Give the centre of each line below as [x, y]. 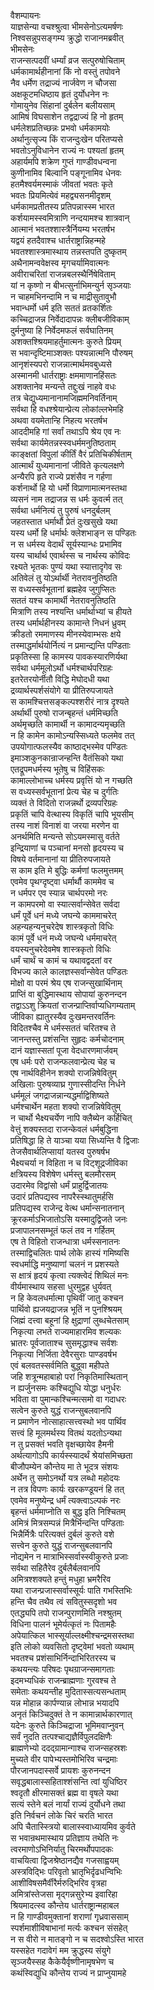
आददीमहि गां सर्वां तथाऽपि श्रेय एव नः [66, 431]
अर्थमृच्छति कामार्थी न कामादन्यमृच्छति [68, 724]
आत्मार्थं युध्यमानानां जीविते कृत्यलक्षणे [67, 465]
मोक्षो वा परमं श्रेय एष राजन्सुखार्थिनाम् [66, 983]
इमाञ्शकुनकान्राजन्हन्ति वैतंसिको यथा [67, 758]
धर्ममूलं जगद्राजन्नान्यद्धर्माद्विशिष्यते [60, 1095]
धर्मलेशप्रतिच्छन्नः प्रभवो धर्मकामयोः [60, 128]
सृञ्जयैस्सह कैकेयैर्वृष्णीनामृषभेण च [62, 1961]
